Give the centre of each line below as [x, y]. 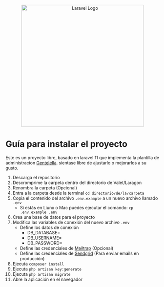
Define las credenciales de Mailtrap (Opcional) [67, 248]
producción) [32, 258]
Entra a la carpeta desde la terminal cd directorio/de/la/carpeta [78, 193]
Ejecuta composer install [38, 264]
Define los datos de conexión [49, 227]
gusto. [12, 168]
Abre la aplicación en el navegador [47, 279]
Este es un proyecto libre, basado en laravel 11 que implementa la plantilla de [82, 157]
